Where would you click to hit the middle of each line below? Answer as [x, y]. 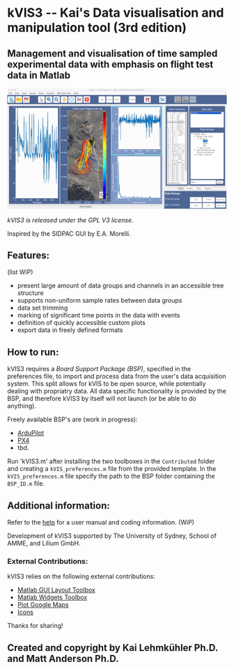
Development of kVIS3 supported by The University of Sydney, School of [112, 536]
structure [30, 293]
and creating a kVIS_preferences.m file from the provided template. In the [112, 469]
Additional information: [58, 505]
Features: [29, 255]
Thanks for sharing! [36, 626]
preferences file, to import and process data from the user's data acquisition [117, 376]
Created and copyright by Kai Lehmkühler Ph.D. [112, 648]
